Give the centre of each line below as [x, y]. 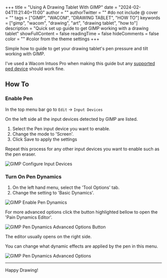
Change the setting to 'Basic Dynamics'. [53, 192]
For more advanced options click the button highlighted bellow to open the [82, 212]
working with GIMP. [25, 54]
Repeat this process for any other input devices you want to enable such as [83, 149]
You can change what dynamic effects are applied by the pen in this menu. [82, 246]
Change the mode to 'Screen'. [43, 134]
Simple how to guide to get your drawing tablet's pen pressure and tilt [77, 48]
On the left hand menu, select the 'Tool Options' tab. [66, 187]
